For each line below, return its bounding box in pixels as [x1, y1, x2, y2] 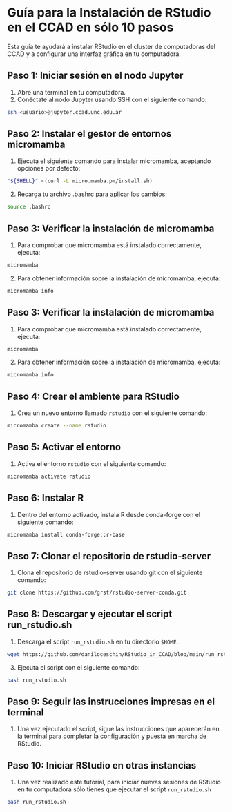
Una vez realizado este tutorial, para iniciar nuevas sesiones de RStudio [17, 778, 221, 786]
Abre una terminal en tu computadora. [17, 88, 126, 96]
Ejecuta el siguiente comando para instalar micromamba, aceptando [17, 157, 211, 165]
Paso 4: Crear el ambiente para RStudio [7, 390, 180, 402]
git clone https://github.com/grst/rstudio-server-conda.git [7, 589, 187, 597]
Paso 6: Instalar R [7, 492, 84, 504]
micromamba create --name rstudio [7, 423, 107, 429]
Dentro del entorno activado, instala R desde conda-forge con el [17, 510, 201, 519]
